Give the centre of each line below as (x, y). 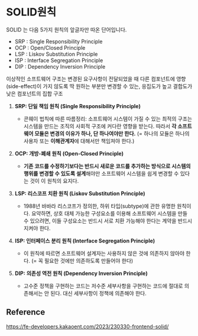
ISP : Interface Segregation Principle (59, 60)
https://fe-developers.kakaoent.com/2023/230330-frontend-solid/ (87, 327)
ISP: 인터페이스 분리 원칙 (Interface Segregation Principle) (85, 241)
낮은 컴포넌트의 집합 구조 (35, 93)
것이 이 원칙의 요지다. (54, 180)
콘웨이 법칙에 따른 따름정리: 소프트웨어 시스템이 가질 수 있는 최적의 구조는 (108, 118)
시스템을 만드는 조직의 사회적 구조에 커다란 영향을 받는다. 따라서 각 (100, 126)
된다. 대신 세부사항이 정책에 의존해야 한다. (98, 293)
